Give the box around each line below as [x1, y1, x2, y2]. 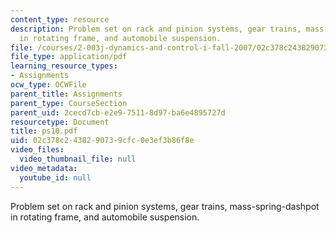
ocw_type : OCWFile [10, 80, 87, 90]
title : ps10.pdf [10, 126, 78, 136]
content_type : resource [10, 14, 110, 25]
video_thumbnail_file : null [19, 154, 137, 164]
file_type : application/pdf [10, 52, 128, 62]
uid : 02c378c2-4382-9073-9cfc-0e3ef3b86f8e [10, 136, 195, 146]
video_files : [10, 145, 65, 155]
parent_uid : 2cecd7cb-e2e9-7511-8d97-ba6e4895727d [10, 107, 226, 118]
